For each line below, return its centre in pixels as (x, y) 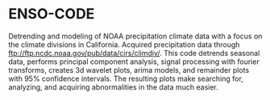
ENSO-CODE (52, 14)
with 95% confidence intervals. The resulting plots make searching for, (126, 78)
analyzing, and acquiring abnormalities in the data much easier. (114, 87)
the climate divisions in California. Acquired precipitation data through (124, 44)
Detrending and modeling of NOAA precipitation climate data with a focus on (135, 36)
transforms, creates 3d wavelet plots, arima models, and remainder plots (129, 70)
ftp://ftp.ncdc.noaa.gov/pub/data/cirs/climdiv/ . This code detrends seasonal (134, 53)
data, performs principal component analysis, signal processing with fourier (134, 62)
